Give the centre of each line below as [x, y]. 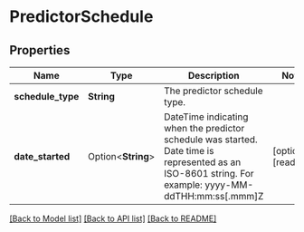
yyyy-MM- [229, 185]
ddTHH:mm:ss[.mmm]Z [214, 196]
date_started [42, 156]
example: [184, 185]
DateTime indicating [206, 117]
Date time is [189, 151]
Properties [40, 50]
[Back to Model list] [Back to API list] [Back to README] [113, 218]
